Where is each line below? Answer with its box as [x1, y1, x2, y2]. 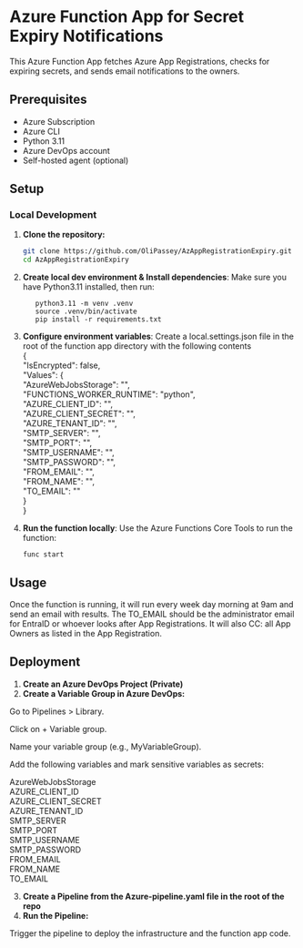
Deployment [9, 654, 81, 670]
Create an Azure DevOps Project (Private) [22, 678, 184, 689]
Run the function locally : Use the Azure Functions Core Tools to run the [22, 523, 293, 534]
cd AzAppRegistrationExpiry [22, 255, 129, 265]
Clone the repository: [22, 229, 106, 240]
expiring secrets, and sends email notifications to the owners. [9, 66, 240, 76]
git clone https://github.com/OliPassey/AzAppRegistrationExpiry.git [22, 247, 293, 256]
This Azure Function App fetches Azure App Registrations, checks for [9, 56, 270, 66]
